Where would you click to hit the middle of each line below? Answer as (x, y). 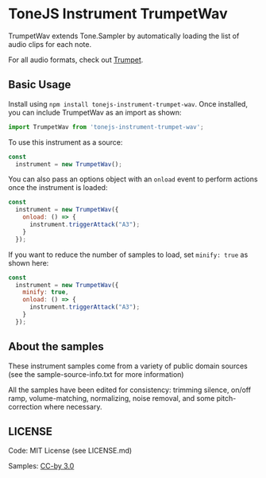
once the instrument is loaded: (58, 188)
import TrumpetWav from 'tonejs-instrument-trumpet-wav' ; (106, 127)
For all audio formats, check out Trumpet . (76, 60)
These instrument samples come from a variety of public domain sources (128, 366)
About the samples (56, 347)
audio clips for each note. (50, 44)
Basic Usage (40, 85)
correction (25, 406)
